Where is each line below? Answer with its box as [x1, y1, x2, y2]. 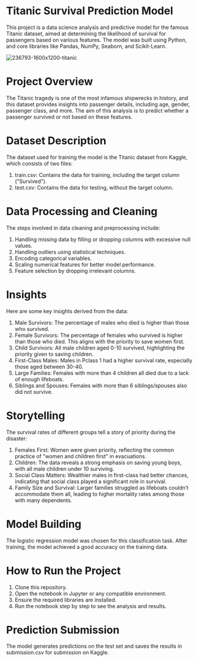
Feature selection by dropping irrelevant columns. [14, 267, 136, 274]
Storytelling [6, 409, 66, 422]
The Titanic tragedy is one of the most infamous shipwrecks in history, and [6, 94, 189, 101]
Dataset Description [6, 134, 106, 147]
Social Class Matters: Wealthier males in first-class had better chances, [14, 471, 189, 478]
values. [14, 242, 33, 249]
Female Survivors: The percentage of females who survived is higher [14, 332, 183, 339]
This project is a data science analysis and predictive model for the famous [6, 24, 189, 31]
